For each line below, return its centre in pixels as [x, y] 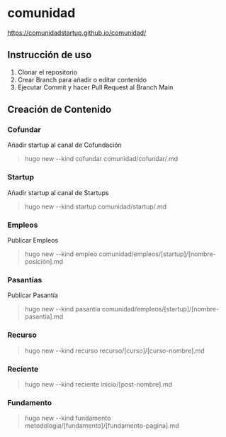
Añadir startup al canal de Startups [58, 192]
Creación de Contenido [60, 110]
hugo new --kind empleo [61, 254]
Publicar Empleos [33, 240]
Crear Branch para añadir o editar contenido [82, 79]
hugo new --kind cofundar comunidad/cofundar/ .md [101, 159]
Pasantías [25, 280]
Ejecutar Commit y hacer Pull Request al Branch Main [95, 87]
